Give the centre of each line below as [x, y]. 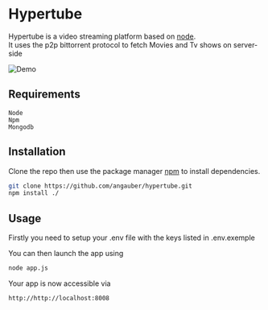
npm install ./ [34, 193]
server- [245, 44]
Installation [37, 152]
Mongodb [21, 127]
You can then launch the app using [66, 254]
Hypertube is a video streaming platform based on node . [102, 36]
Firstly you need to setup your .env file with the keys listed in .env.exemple [132, 238]
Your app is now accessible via [60, 283]
